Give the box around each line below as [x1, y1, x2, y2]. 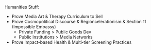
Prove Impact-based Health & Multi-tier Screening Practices [11, 39, 132, 45]
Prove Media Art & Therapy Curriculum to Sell [11, 14, 103, 19]
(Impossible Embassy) [11, 24, 56, 30]
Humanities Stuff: [4, 4, 39, 10]
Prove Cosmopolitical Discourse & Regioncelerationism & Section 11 [11, 19, 147, 24]
